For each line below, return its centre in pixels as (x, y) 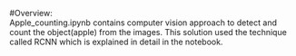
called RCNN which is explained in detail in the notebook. (116, 42)
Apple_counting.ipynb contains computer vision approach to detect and (143, 23)
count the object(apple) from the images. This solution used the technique (148, 32)
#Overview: (31, 13)
